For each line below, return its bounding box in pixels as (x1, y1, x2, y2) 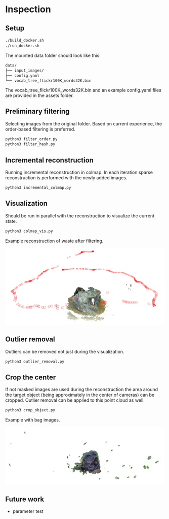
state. (5, 218, 17, 224)
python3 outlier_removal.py (5, 359, 65, 364)
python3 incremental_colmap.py (5, 185, 71, 190)
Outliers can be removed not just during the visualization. (5, 348, 124, 354)
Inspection (5, 4, 52, 15)
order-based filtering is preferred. (5, 126, 76, 132)
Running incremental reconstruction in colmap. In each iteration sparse (5, 169, 153, 176)
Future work (5, 495, 45, 503)
